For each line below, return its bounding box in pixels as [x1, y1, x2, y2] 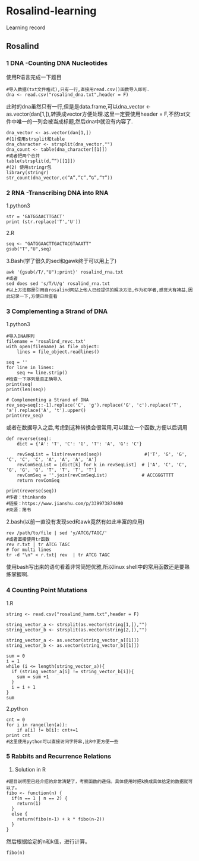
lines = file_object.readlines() [17, 349, 100, 355]
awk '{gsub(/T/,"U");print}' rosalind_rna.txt [6, 269, 124, 275]
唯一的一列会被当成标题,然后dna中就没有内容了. [16, 117, 133, 125]
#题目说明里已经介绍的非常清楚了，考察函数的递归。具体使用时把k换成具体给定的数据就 [6, 778, 188, 785]
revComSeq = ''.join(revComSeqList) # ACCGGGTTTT [17, 472, 174, 478]
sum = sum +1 [17, 674, 49, 680]
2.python [6, 705, 29, 712]
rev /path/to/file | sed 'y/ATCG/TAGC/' [6, 530, 108, 536]
